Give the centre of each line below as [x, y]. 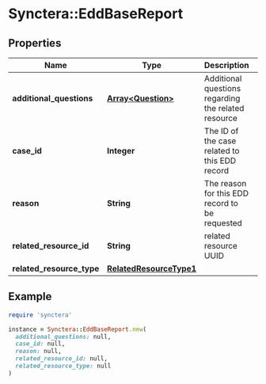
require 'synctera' [40, 315]
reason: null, [38, 352]
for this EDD [227, 193]
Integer [121, 151]
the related [224, 108]
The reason [226, 183]
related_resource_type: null [63, 366]
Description [227, 65]
